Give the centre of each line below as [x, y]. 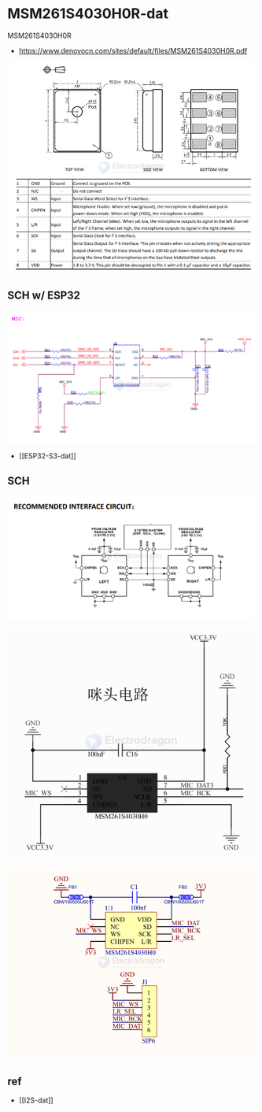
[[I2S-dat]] [36, 1100]
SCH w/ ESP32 [44, 295]
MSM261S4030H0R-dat [88, 14]
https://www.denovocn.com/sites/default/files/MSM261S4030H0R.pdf [133, 50]
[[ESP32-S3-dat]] [47, 456]
